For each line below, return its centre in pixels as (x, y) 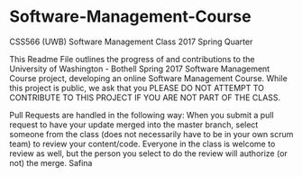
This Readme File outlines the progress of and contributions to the (132, 59)
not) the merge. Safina (51, 163)
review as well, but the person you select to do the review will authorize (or (149, 153)
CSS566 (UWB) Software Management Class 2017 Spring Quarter (131, 42)
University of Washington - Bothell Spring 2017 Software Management (140, 69)
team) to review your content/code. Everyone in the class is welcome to (142, 144)
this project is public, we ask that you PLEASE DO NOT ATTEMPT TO (137, 88)
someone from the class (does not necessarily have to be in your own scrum (151, 134)
